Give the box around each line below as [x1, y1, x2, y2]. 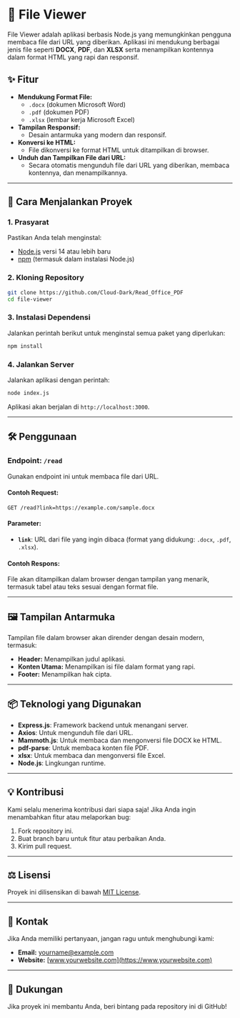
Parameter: [7, 519, 41, 528]
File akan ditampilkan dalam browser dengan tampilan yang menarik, [7, 575, 209, 584]
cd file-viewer [7, 296, 53, 303]
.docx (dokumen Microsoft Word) [28, 100, 126, 109]
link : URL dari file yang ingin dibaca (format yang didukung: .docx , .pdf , [17, 535, 231, 544]
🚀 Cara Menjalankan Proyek [7, 196, 133, 208]
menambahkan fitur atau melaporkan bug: [7, 812, 131, 821]
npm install [7, 342, 43, 349]
